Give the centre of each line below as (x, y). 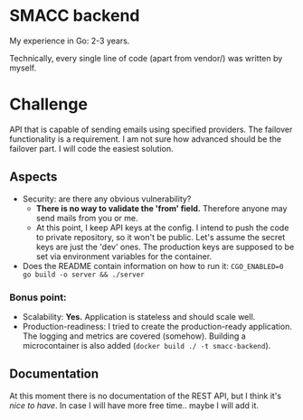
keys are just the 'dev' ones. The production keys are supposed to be (165, 247)
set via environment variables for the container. (124, 256)
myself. (23, 68)
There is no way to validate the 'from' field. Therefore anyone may (161, 208)
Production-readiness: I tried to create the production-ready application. (157, 326)
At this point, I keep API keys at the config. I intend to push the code (162, 228)
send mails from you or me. (87, 218)
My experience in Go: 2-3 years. (70, 41)
